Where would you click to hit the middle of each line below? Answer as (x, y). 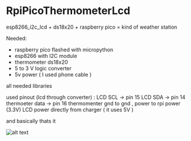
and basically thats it (31, 121)
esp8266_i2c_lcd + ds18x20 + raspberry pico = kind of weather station (92, 27)
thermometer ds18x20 (41, 62)
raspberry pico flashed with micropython (64, 49)
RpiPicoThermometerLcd (68, 11)
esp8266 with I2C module (46, 56)
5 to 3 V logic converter (43, 68)
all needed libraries (29, 85)
